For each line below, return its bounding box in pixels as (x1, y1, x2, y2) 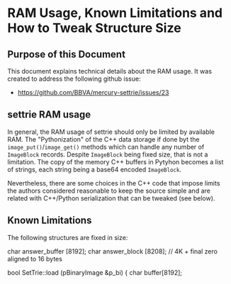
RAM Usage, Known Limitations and (7, 5, 223, 21)
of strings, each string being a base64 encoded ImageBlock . (7, 165, 182, 174)
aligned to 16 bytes (7, 254, 62, 263)
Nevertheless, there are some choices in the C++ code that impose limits (7, 178, 220, 187)
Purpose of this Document (7, 48, 126, 60)
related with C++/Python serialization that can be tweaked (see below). (7, 193, 215, 203)
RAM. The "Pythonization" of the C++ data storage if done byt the (7, 135, 200, 143)
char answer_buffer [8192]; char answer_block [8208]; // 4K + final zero (7, 246, 218, 256)
